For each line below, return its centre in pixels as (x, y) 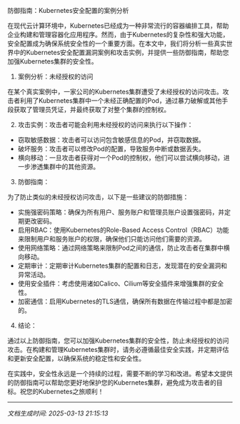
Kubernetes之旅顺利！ (71, 392)
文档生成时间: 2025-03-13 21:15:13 (58, 413)
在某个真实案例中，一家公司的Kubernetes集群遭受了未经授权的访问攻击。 (115, 92)
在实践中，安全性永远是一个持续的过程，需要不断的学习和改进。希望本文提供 (120, 374)
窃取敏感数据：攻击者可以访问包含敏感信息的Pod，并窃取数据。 (111, 140)
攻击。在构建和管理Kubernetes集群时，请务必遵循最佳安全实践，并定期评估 (118, 349)
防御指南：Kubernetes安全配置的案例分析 (68, 10)
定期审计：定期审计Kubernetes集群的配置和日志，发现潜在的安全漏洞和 (122, 266)
